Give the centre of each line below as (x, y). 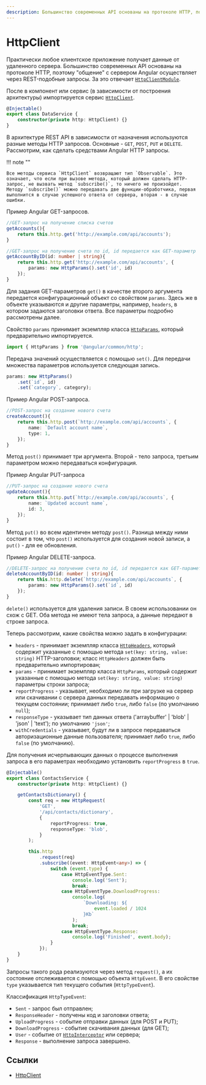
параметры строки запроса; (52, 684)
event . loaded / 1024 (120, 909)
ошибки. (16, 200)
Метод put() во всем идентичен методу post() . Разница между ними (97, 532)
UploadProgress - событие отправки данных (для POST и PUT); (97, 1021)
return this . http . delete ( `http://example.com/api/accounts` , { (100, 580)
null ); (23, 710)
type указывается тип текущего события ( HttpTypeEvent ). (81, 984)
